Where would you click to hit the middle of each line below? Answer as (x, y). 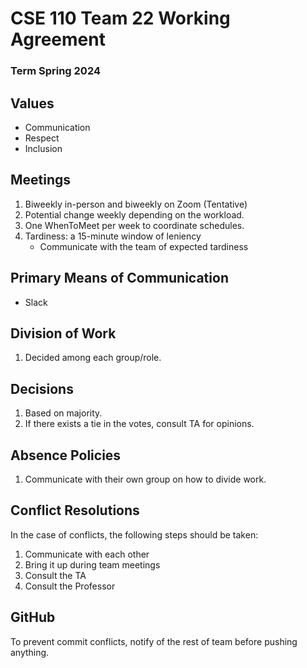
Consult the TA (55, 575)
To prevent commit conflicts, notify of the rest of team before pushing (154, 641)
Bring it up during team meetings (92, 564)
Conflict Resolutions (75, 510)
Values (32, 103)
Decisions (42, 388)
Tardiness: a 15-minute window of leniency (113, 236)
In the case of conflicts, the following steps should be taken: (134, 534)
